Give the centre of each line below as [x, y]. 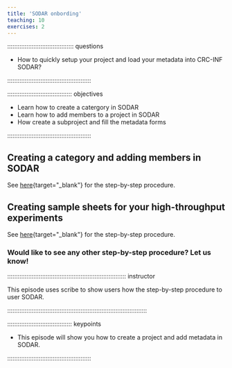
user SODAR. [26, 297]
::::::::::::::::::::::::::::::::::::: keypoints [54, 324]
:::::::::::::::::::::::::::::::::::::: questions [55, 47]
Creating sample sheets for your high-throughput [116, 207]
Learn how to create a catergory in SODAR [78, 108]
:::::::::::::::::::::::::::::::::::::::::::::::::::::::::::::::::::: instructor [81, 276]
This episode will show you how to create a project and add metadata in [120, 337]
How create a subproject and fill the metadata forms [91, 122]
